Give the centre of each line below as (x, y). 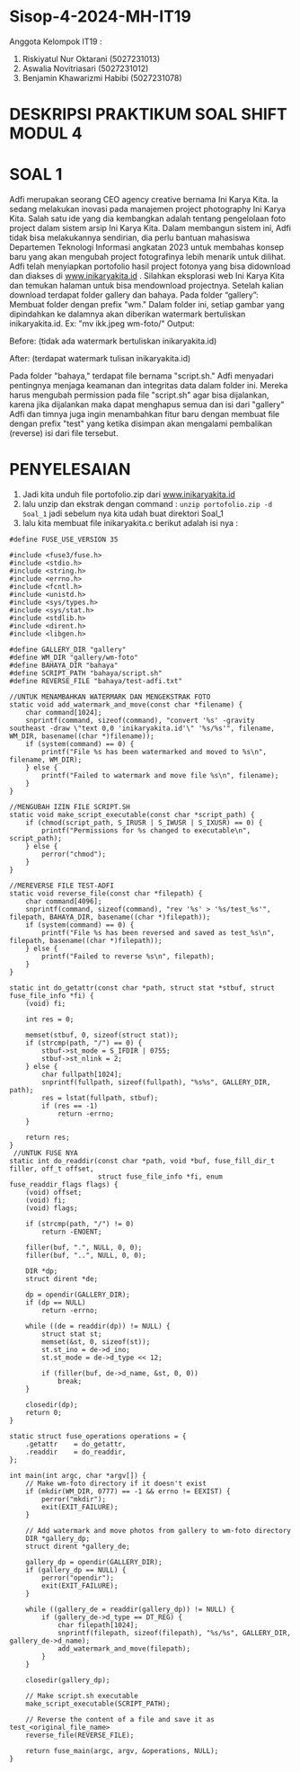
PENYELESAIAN (70, 470)
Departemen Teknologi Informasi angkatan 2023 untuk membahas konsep (147, 247)
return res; (48, 1137)
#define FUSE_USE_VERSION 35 (64, 539)
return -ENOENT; (72, 1232)
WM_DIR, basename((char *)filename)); (82, 736)
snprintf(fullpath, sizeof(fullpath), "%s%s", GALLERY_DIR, (156, 1082)
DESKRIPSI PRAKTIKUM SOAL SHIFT (148, 115)
